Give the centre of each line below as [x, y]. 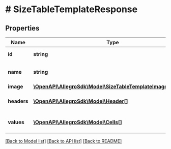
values [16, 122]
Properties [22, 28]
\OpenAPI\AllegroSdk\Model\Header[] [81, 101]
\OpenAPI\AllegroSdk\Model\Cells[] [78, 122]
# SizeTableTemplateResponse [72, 9]
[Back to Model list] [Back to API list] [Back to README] [64, 141]
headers [18, 101]
